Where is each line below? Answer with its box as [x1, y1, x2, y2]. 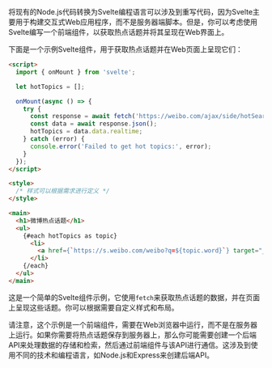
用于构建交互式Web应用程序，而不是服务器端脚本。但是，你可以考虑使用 [15, 17, 257, 27]
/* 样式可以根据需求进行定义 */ [15, 187, 110, 196]
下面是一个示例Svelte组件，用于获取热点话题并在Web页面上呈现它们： [8, 44, 243, 54]
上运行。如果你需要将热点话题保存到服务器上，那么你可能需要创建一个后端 [8, 330, 257, 340]
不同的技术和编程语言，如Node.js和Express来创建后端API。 [15, 350, 215, 360]
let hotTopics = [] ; [15, 82, 85, 91]
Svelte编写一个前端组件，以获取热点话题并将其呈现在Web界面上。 [8, 27, 229, 36]
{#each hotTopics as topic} [23, 231, 117, 240]
